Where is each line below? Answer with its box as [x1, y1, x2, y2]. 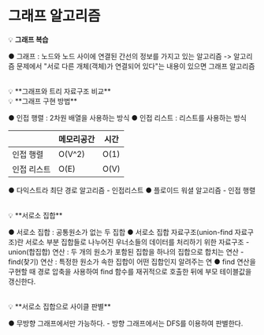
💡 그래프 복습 [8, 35, 49, 44]
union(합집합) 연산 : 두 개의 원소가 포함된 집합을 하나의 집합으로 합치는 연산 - [8, 247, 244, 256]
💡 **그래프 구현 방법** [8, 96, 77, 106]
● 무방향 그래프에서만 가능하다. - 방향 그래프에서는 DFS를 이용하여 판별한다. [8, 318, 244, 328]
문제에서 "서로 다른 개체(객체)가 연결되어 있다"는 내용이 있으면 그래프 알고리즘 [16, 61, 255, 71]
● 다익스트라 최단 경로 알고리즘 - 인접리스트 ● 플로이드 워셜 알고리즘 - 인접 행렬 [8, 185, 256, 195]
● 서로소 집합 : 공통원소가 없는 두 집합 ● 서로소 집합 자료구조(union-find [8, 227, 233, 236]
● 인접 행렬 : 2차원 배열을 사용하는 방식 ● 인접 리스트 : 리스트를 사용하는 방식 [8, 113, 247, 122]
